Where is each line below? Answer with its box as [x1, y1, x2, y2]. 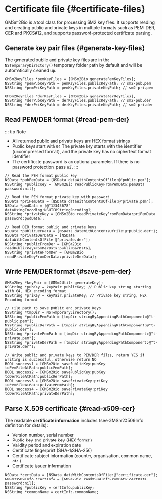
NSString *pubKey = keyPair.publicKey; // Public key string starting [5, 285, 151, 289]
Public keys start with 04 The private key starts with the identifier [12, 143, 142, 149]
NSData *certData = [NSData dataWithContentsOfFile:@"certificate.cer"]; [5, 473, 158, 478]
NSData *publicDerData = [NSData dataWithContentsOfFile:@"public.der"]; [5, 229, 158, 233]
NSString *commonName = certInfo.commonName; [5, 490, 99, 495]
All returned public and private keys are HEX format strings [12, 138, 130, 144]
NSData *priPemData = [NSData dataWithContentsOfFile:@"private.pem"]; [5, 199, 153, 204]
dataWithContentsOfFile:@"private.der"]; [5, 237, 90, 242]
